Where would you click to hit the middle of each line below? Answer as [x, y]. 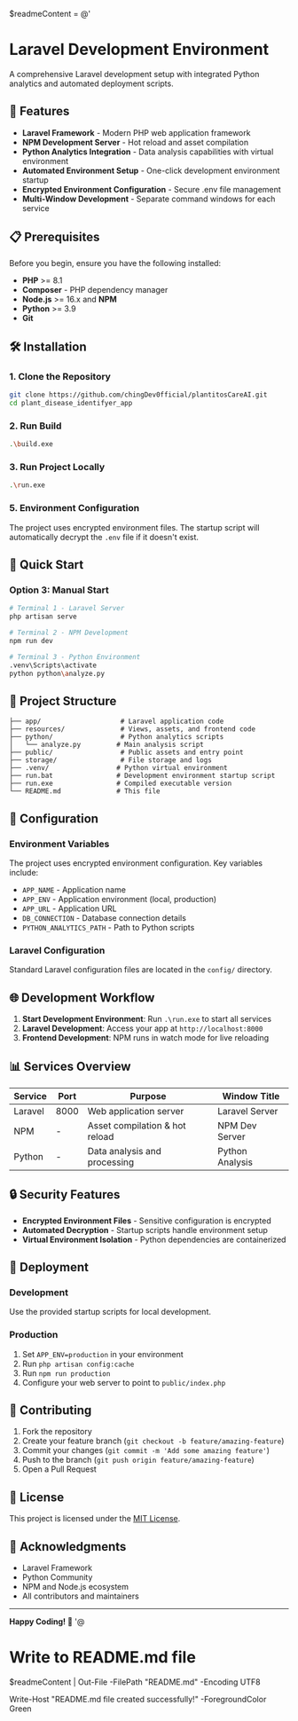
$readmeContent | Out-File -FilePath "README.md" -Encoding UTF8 [135, 1682]
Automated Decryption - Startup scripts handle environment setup [145, 1230]
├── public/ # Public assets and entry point [126, 753]
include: [24, 872]
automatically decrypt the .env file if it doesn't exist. [104, 537]
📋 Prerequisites [55, 237]
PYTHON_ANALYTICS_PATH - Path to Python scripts [108, 927]
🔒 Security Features [65, 1194]
